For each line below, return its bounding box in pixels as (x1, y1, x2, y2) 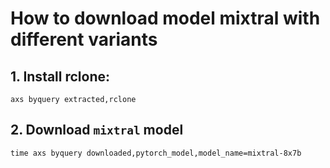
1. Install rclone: (10, 68, 111, 85)
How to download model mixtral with (10, 7, 321, 30)
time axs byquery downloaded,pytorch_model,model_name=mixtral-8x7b (10, 148, 302, 158)
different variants (10, 28, 158, 51)
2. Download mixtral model (10, 122, 184, 139)
